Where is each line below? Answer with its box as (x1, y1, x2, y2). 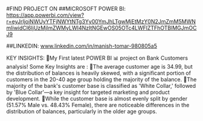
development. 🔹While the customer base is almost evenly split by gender (6, 95, 188, 102)
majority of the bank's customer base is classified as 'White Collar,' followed (6, 82, 196, 89)
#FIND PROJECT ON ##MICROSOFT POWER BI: (6, 5, 126, 12)
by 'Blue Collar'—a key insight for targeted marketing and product (6, 88, 170, 96)
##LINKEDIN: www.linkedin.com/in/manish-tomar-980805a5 (6, 42, 157, 49)
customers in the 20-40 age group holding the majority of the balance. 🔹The (6, 76, 197, 83)
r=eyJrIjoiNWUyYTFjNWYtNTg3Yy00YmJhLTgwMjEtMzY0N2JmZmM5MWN (6, 18, 196, 25)
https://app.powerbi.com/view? (6, 11, 85, 19)
